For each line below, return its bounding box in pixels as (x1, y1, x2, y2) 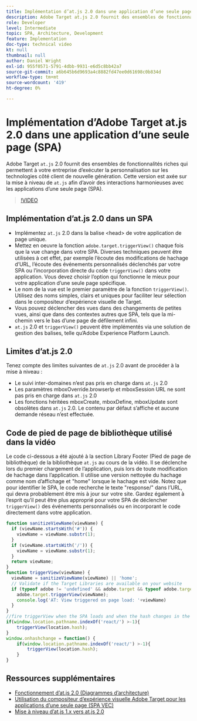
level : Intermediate (6, 25, 57, 31)
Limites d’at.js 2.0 (6, 347, 73, 357)
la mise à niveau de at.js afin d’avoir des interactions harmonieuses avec (6, 179, 184, 186)
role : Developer (6, 19, 46, 25)
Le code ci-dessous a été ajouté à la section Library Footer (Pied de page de (6, 453, 191, 460)
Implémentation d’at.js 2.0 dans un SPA (6, 214, 153, 224)
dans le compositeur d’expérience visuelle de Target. (14, 298, 142, 305)
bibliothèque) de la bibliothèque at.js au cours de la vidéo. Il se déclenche (6, 459, 188, 466)
